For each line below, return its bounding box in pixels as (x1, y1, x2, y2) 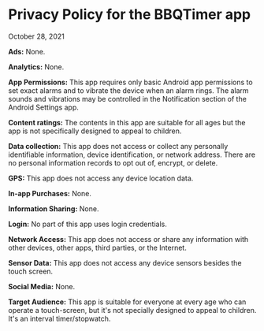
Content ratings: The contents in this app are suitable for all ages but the (8, 117, 246, 127)
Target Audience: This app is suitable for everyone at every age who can (8, 297, 247, 307)
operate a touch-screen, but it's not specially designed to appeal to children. (8, 305, 257, 314)
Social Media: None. (8, 281, 76, 291)
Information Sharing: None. (8, 203, 99, 214)
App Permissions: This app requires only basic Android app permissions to (8, 77, 254, 87)
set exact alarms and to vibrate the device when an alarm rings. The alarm (8, 85, 250, 95)
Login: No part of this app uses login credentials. (8, 219, 167, 229)
